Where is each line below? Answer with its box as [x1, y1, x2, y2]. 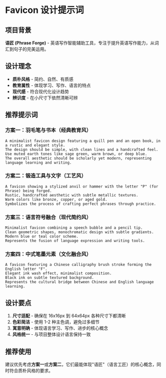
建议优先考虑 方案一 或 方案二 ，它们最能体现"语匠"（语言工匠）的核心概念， [5, 362, 157, 368]
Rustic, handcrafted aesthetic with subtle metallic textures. [5, 192, 139, 197]
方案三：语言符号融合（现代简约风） [5, 214, 92, 221]
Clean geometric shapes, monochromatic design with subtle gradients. [5, 230, 154, 235]
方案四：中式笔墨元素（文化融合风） [5, 251, 92, 258]
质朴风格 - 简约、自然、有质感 [12, 76, 74, 82]
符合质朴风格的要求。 [9, 368, 53, 374]
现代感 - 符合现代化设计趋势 [12, 88, 69, 94]
